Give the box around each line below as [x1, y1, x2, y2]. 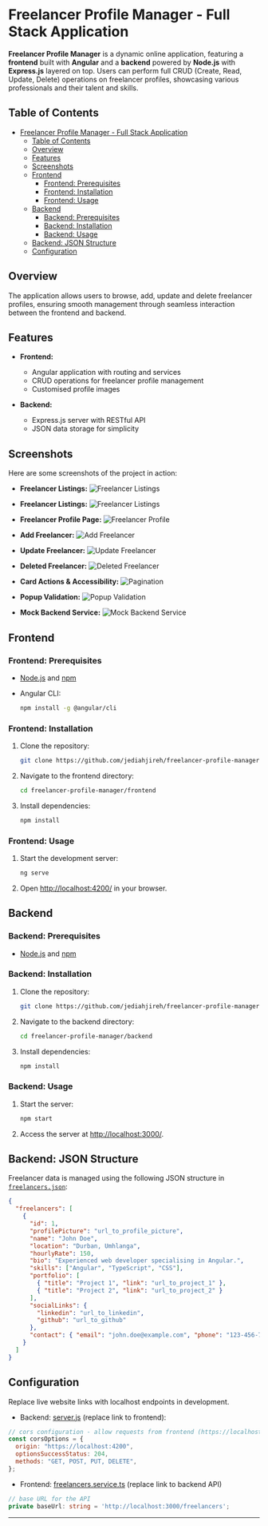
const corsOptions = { [8, 1435, 84, 1444]
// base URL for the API [8, 1495, 91, 1503]
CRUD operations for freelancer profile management [31, 376, 204, 385]
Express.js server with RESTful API [31, 416, 146, 425]
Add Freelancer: [19, 530, 75, 540]
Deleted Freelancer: [19, 561, 88, 571]
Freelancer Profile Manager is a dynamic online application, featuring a [8, 49, 244, 58]
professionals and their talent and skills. [8, 82, 139, 93]
